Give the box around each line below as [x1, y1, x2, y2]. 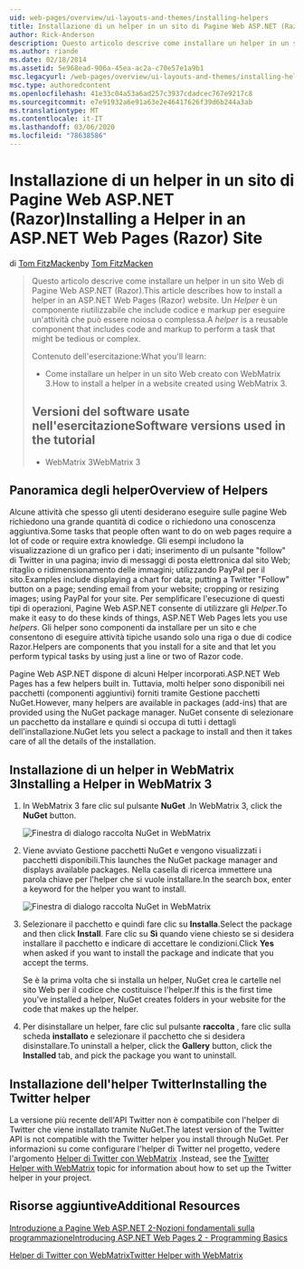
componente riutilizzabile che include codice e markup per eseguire [31, 304, 286, 315]
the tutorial [31, 432, 96, 448]
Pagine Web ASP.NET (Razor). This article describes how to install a [31, 284, 283, 295]
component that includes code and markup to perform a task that [31, 323, 276, 334]
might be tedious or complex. [31, 332, 141, 344]
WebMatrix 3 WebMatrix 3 [44, 457, 141, 467]
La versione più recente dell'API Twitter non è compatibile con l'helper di [9, 1115, 280, 1126]
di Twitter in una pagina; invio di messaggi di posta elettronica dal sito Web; [9, 554, 291, 566]
